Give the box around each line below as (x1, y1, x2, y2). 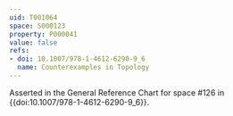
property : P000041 (9, 29, 78, 38)
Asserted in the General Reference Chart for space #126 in (9, 87, 225, 98)
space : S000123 (9, 21, 66, 30)
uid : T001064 (9, 12, 58, 22)
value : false (9, 37, 58, 47)
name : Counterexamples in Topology (17, 63, 150, 72)
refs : (9, 46, 29, 55)
